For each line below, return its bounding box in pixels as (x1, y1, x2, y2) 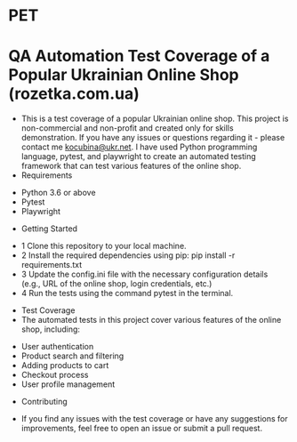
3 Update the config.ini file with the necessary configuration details (20, 269, 269, 280)
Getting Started (20, 223, 77, 234)
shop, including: (20, 324, 81, 334)
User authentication (20, 342, 94, 352)
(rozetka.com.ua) (8, 84, 140, 104)
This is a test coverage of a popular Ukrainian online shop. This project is (20, 113, 289, 125)
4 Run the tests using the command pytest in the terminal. (20, 288, 234, 299)
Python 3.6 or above (20, 188, 96, 198)
